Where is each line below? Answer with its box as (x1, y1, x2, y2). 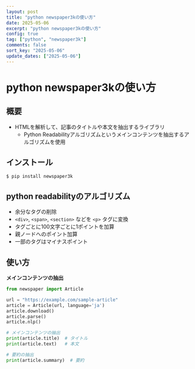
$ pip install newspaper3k (6, 174, 73, 180)
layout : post (6, 8, 39, 15)
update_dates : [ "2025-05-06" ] (6, 53, 81, 59)
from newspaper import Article (6, 286, 84, 293)
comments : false (6, 42, 46, 48)
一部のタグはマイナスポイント (14, 238, 88, 245)
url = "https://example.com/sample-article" (6, 297, 118, 303)
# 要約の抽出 (6, 352, 34, 358)
